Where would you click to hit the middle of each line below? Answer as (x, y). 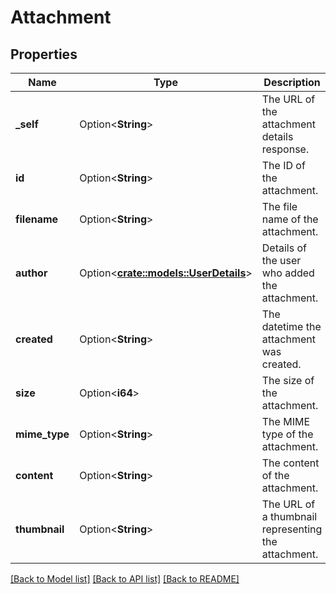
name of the (290, 219)
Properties (44, 54)
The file (279, 206)
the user (281, 260)
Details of (284, 248)
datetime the (291, 326)
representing (292, 529)
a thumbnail (289, 516)
